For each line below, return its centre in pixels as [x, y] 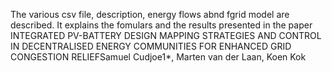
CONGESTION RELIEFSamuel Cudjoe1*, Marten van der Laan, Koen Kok [158, 57]
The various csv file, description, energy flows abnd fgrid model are [150, 14]
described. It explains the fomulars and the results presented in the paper [161, 25]
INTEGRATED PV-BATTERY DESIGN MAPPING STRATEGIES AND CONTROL [166, 35]
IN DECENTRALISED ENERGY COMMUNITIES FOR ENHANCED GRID [151, 46]
